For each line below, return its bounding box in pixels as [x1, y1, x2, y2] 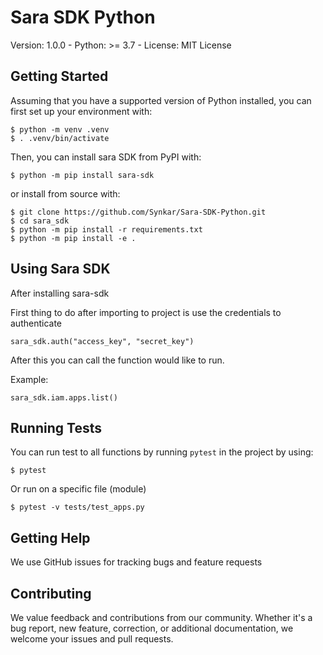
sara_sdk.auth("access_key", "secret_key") [10, 336, 195, 346]
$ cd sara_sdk [10, 216, 70, 226]
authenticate [10, 317, 63, 329]
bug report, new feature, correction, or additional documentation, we [10, 622, 294, 634]
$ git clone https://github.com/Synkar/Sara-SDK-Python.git [10, 207, 267, 217]
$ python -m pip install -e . [10, 233, 137, 243]
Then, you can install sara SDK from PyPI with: [10, 151, 202, 163]
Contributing [10, 585, 92, 602]
